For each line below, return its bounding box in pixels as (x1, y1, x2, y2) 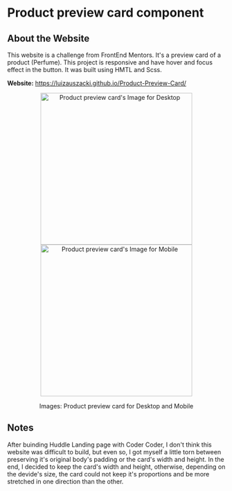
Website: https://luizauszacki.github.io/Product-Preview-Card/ (7, 79, 187, 87)
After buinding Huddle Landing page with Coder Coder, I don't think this (7, 440, 213, 449)
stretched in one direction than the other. (7, 477, 124, 485)
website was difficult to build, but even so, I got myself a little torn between (7, 447, 222, 456)
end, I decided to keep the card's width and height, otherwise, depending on (7, 463, 226, 471)
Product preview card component (7, 5, 204, 21)
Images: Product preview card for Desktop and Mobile (39, 402, 194, 410)
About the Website (7, 33, 90, 44)
